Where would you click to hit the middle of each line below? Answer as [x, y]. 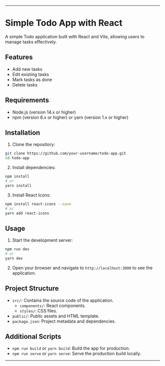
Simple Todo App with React [64, 23]
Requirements [27, 100]
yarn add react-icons [27, 213]
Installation [23, 132]
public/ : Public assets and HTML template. [56, 316]
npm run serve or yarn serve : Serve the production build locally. [77, 354]
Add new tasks [27, 69]
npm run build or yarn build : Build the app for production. [71, 348]
